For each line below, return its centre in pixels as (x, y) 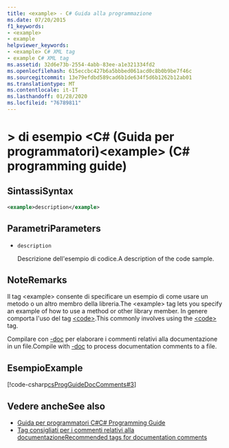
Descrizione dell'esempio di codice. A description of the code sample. (116, 258)
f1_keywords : (26, 26)
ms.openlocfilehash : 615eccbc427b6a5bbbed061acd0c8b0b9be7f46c (100, 71)
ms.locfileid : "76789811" (44, 103)
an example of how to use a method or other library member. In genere (107, 311)
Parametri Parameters (54, 228)
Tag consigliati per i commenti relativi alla (76, 430)
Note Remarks (37, 280)
